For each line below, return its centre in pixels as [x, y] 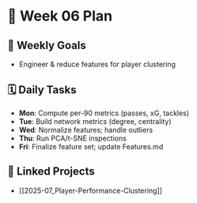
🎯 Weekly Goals [47, 45]
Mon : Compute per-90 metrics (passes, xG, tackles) [104, 113]
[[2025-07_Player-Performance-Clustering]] [91, 190]
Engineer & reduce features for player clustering [97, 64]
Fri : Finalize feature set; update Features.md [91, 146]
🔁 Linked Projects [51, 172]
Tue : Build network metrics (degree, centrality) [95, 121]
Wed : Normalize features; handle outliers [86, 130]
